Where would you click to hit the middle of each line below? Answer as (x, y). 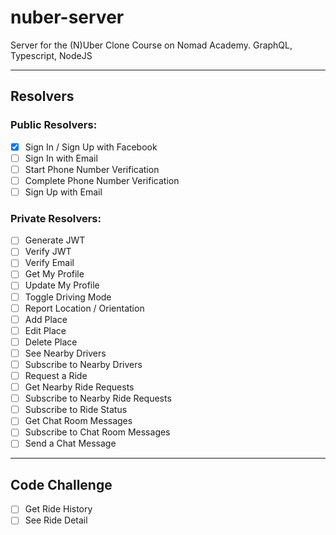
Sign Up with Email (63, 192)
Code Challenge (61, 484)
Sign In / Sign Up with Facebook (91, 147)
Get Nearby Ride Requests (79, 387)
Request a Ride (56, 375)
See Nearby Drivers (65, 353)
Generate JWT (55, 240)
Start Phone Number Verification (92, 169)
